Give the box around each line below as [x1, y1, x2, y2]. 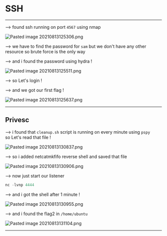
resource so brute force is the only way [5, 48, 85, 55]
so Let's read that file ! [5, 134, 51, 140]
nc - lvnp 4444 [5, 182, 35, 187]
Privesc [5, 116, 29, 124]
